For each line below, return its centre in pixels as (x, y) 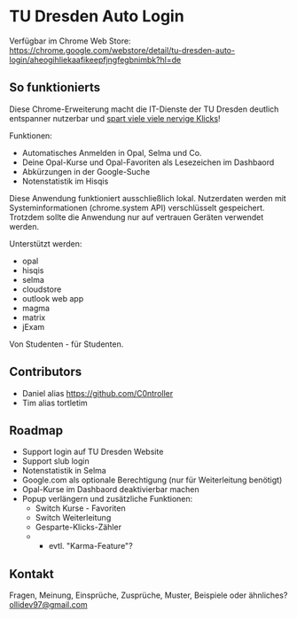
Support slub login (56, 461)
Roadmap (36, 431)
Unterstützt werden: (46, 243)
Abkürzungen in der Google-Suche (86, 171)
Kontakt (32, 574)
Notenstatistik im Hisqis (65, 181)
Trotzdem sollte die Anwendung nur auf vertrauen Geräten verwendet (137, 217)
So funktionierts (55, 87)
